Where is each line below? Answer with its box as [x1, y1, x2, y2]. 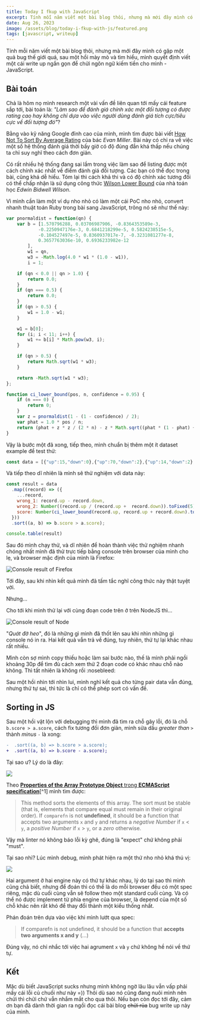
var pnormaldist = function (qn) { [6, 215, 92, 221]
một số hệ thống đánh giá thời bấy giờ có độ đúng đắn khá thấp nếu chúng [6, 143, 189, 150]
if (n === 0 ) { [17, 397, 55, 403]
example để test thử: [6, 447, 57, 454]
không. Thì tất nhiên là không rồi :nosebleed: [6, 667, 116, 674]
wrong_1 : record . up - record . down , [17, 498, 105, 504]
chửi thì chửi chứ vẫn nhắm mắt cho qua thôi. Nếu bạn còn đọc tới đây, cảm [6, 995, 192, 1003]
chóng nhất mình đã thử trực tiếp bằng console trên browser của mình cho [6, 548, 189, 555]
